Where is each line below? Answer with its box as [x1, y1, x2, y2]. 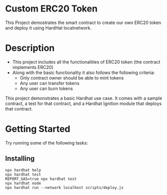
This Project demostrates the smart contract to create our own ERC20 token [5, 19, 162, 25]
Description [5, 42, 55, 54]
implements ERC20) [12, 64, 54, 70]
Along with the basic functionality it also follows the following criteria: [12, 69, 156, 75]
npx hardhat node [5, 180, 41, 185]
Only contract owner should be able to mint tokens [19, 74, 124, 80]
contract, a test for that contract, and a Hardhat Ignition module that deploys [5, 100, 162, 106]
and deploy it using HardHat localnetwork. [5, 24, 92, 30]
